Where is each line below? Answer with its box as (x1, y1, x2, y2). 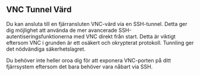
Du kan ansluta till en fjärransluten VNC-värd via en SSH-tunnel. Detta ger (6, 20, 187, 27)
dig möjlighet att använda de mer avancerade (6, 27, 117, 34)
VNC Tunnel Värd (6, 5, 72, 15)
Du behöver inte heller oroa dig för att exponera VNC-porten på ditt (6, 57, 171, 64)
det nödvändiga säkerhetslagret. (6, 45, 86, 52)
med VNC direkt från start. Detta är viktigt (73, 32, 176, 40)
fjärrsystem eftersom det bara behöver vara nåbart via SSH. (6, 63, 153, 70)
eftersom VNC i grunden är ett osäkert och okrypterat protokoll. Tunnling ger (6, 39, 194, 46)
